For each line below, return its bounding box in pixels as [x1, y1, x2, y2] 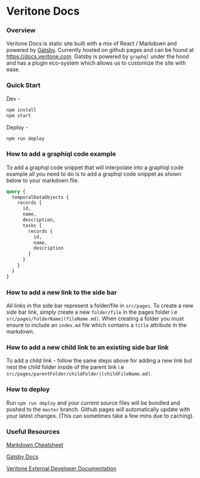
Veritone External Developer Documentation [6, 465, 117, 472]
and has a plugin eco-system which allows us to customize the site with [6, 59, 186, 67]
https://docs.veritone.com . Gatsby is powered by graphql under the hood [6, 53, 190, 60]
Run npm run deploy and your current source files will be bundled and [6, 399, 181, 407]
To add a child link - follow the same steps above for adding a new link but [6, 357, 193, 364]
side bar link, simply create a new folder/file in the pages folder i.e [6, 308, 178, 316]
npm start [6, 112, 32, 118]
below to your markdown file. [6, 176, 80, 184]
